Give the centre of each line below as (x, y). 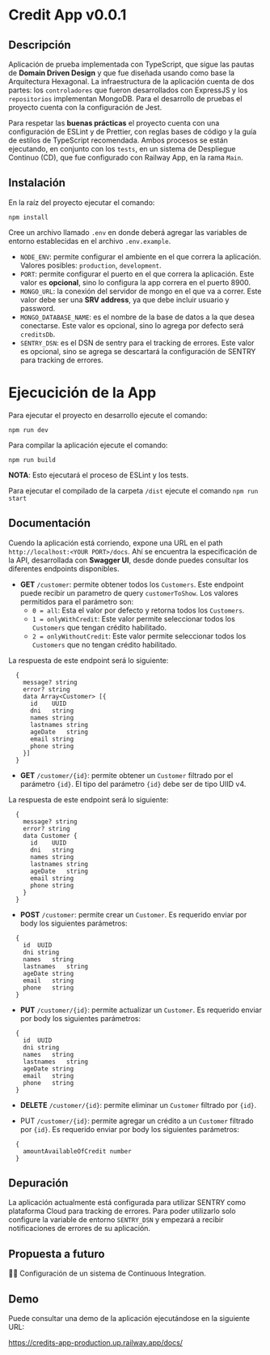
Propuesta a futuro (57, 1254)
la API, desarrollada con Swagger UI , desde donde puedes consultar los (129, 560)
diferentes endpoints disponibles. (64, 568)
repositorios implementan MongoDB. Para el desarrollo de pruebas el (125, 98)
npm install (28, 217)
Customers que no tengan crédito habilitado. (105, 644)
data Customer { (51, 836)
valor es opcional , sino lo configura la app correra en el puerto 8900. (135, 282)
